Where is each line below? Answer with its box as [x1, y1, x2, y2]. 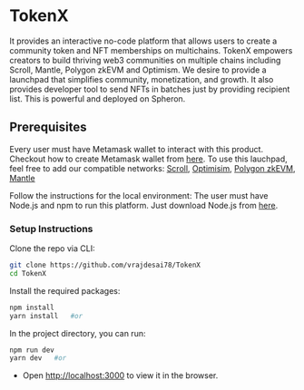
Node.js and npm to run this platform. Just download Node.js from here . [9, 200, 279, 210]
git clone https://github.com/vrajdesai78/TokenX [9, 260, 201, 270]
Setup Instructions [9, 222, 93, 235]
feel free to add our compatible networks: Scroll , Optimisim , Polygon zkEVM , [9, 162, 296, 173]
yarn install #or [9, 311, 83, 320]
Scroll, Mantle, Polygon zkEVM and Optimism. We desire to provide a [9, 64, 267, 75]
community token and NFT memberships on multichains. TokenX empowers [9, 44, 293, 55]
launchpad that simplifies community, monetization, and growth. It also [9, 73, 274, 84]
